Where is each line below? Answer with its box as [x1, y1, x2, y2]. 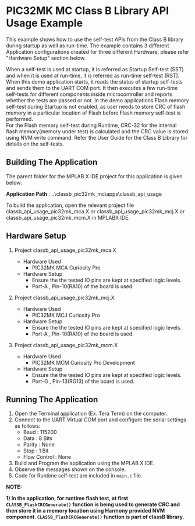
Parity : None [23, 441, 55, 448]
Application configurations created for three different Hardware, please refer [6, 48, 190, 55]
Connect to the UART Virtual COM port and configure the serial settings [14, 416, 186, 423]
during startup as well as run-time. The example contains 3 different [6, 42, 169, 49]
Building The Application [6, 157, 98, 167]
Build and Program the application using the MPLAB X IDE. [14, 460, 155, 467]
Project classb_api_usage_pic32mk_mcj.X [14, 294, 115, 301]
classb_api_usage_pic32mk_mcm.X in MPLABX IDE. [6, 214, 130, 221]
